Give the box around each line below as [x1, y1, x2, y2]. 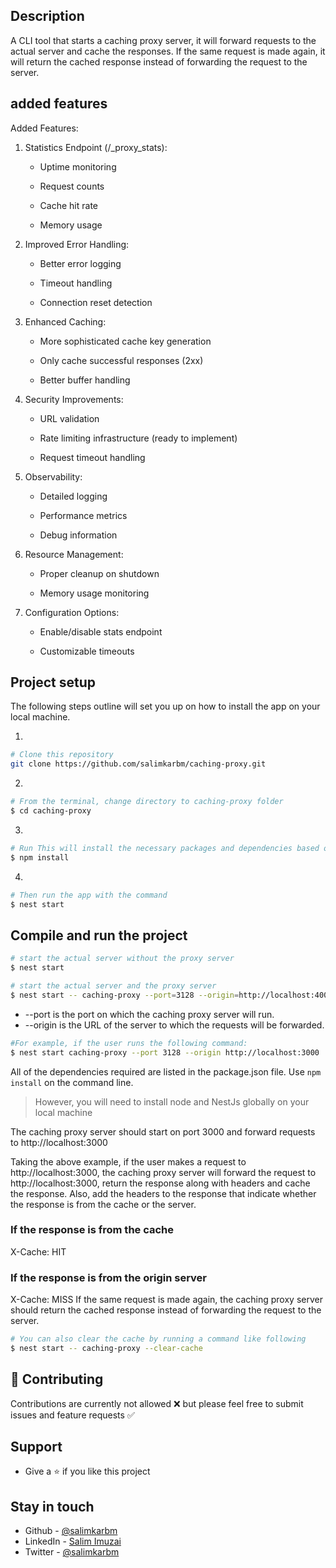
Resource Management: [24, 548, 124, 560]
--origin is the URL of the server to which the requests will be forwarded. [24, 1019, 325, 1031]
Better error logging [39, 257, 122, 269]
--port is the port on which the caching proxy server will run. [24, 1008, 275, 1020]
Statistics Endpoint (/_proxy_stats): [24, 141, 168, 153]
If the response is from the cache [10, 1223, 175, 1237]
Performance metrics [39, 509, 128, 521]
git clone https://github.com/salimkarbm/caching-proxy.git [10, 759, 267, 769]
